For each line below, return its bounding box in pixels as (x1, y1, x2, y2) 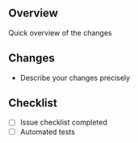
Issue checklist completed (19, 117, 107, 128)
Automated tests (19, 127, 75, 137)
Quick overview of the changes (8, 27, 112, 37)
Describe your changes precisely (19, 73, 131, 82)
